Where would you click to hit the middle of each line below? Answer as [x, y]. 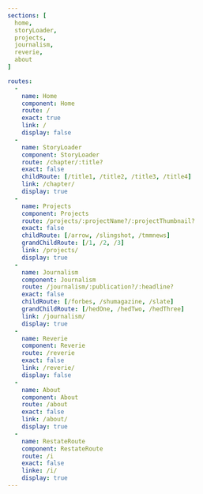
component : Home [49, 104]
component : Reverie [54, 346]
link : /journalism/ [54, 316]
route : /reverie [49, 353]
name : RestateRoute [54, 441]
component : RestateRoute [62, 449]
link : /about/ [45, 420]
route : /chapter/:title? [62, 162]
